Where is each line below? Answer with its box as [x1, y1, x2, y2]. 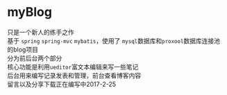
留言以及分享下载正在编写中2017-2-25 [7, 80, 117, 88]
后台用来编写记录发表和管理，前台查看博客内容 [7, 71, 141, 80]
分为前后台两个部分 [7, 53, 62, 62]
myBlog [7, 4, 52, 20]
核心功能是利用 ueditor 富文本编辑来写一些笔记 [7, 62, 139, 71]
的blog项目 [7, 45, 38, 53]
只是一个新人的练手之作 [7, 28, 74, 36]
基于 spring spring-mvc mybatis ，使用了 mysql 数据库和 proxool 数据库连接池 [7, 36, 221, 45]
